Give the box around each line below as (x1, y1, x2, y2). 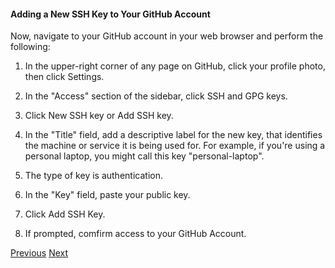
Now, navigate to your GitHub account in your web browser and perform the (10, 30, 324, 42)
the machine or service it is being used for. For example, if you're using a (24, 140, 326, 152)
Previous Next (10, 247, 69, 259)
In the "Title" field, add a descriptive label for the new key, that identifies (24, 129, 323, 141)
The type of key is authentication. (24, 170, 163, 182)
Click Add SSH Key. (24, 208, 106, 220)
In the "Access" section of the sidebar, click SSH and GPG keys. (24, 90, 288, 102)
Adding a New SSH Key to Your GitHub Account (10, 8, 211, 20)
